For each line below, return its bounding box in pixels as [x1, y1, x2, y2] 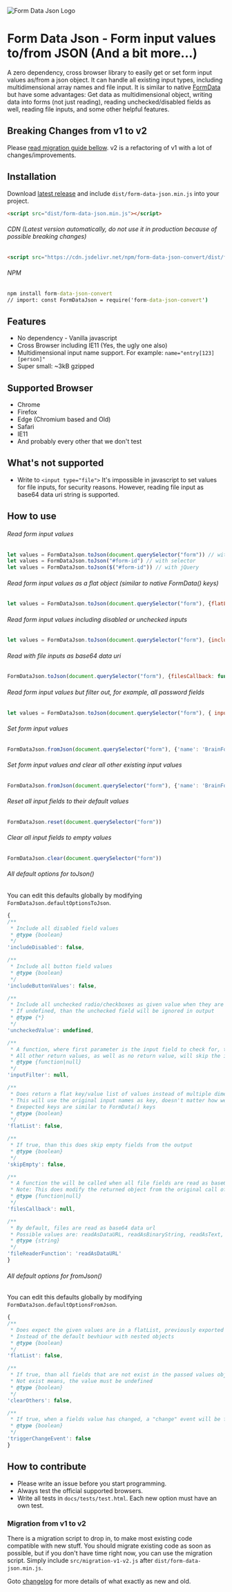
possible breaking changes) [7, 232, 87, 241]
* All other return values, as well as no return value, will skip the [10, 1052, 221, 1059]
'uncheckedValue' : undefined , [7, 1027, 95, 1034]
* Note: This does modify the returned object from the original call [10, 1187, 217, 1193]
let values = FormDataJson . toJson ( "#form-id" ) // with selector [7, 558, 196, 565]
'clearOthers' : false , [7, 1397, 72, 1404]
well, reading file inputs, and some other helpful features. [7, 104, 170, 113]
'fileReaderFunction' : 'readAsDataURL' [7, 1250, 122, 1257]
